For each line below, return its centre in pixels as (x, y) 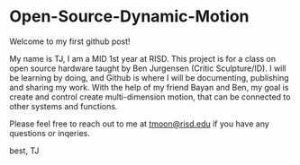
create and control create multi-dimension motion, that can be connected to (150, 97)
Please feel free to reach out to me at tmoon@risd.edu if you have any (140, 124)
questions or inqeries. (50, 133)
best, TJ (24, 151)
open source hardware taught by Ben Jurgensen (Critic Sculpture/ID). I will (148, 68)
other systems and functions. (64, 106)
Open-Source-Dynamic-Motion (129, 17)
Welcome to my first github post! (70, 41)
